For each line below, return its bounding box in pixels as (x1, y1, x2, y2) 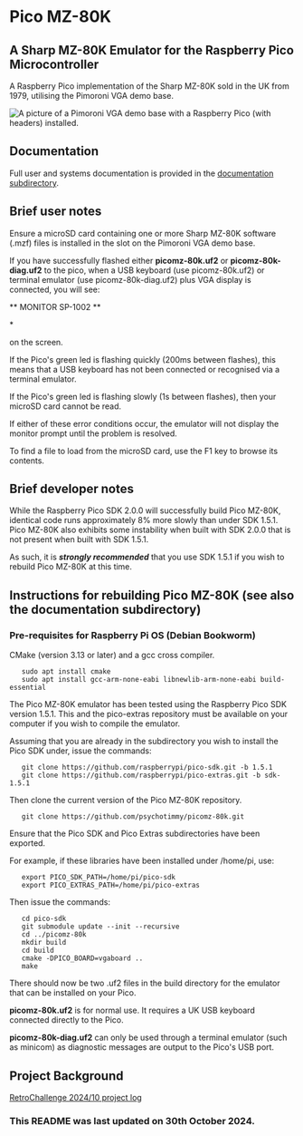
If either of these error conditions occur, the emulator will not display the (9, 418, 279, 429)
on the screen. (9, 336, 63, 347)
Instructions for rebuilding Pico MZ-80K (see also (9, 587, 295, 603)
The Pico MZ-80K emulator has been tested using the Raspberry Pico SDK (9, 699, 288, 710)
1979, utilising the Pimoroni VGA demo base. (9, 91, 175, 101)
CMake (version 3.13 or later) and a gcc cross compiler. (9, 650, 215, 661)
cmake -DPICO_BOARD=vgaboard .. (21, 954, 144, 963)
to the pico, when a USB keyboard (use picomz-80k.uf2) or (43, 265, 265, 276)
